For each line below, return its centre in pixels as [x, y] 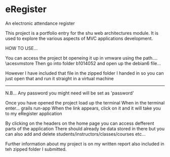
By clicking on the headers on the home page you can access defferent [80, 123]
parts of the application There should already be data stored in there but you [85, 128]
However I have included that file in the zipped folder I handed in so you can [84, 73]
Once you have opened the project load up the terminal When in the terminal [85, 102]
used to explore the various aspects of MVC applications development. [79, 38]
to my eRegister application [34, 113]
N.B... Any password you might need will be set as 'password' [70, 93]
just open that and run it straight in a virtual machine [59, 78]
